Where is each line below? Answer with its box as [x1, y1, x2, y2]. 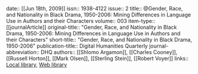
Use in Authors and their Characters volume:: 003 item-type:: [6, 18, 155, 24]
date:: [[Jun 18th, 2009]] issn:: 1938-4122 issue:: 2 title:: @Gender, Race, [6, 5, 183, 12]
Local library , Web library [6, 61, 67, 68]
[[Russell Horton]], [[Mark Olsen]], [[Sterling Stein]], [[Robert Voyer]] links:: [6, 55, 189, 62]
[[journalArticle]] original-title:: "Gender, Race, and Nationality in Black [6, 23, 177, 31]
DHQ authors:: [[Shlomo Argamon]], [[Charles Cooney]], [40, 49, 178, 55]
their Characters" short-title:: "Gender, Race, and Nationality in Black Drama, [6, 36, 192, 43]
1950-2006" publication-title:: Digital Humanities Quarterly [6, 42, 148, 49]
